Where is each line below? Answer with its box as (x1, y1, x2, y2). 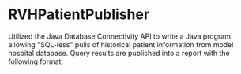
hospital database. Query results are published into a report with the (8, 48, 231, 57)
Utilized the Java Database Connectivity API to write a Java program (8, 31, 232, 41)
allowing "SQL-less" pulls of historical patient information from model (8, 39, 234, 49)
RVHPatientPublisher (8, 6, 150, 24)
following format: (8, 57, 64, 66)
